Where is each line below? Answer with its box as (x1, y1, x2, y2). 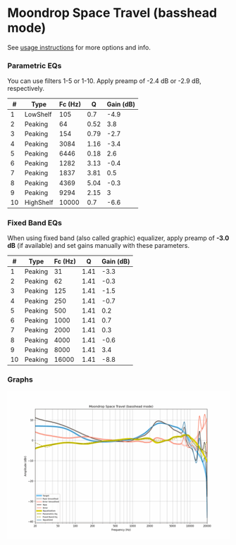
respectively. (7, 84, 44, 93)
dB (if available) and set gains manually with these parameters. (7, 242, 190, 250)
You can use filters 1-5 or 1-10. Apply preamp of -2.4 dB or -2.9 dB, (7, 77, 202, 85)
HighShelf (24, 199, 54, 207)
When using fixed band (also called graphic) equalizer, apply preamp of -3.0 (7, 234, 230, 242)
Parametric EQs (7, 61, 62, 70)
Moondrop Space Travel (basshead (7, 5, 217, 21)
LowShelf (24, 110, 52, 118)
